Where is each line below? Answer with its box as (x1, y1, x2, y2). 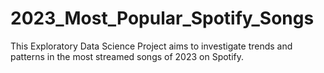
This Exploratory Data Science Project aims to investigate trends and (10, 40, 293, 52)
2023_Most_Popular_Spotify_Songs (10, 7, 315, 30)
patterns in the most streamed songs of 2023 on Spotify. (10, 50, 245, 62)
